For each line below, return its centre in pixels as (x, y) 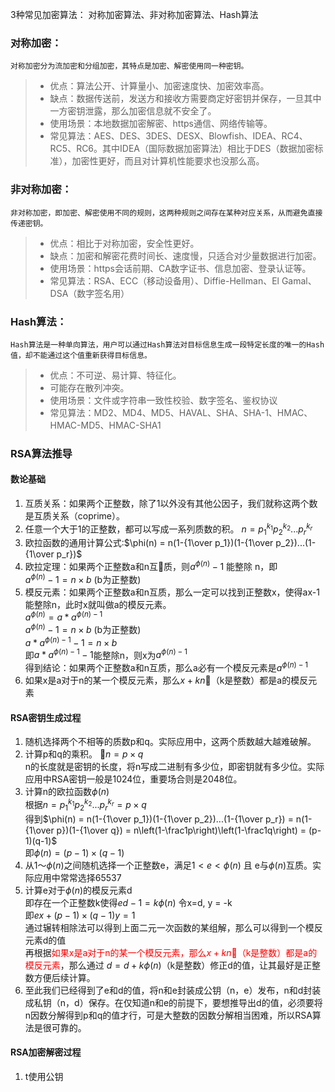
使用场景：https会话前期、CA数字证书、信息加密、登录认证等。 (180, 268)
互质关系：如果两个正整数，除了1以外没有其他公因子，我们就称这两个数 (171, 504)
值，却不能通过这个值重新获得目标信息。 (81, 355)
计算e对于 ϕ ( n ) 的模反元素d (78, 890)
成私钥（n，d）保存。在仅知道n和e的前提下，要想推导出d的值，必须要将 (173, 1002)
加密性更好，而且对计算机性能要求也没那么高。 (168, 161)
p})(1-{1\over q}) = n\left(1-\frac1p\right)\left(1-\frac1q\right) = (181, 830)
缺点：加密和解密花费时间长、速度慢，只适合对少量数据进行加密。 (185, 255)
